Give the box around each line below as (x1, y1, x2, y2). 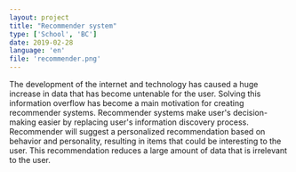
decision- (232, 108, 268, 118)
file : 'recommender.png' (9, 54, 101, 63)
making (9, 117, 37, 127)
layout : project (9, 12, 69, 22)
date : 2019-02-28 (9, 37, 74, 47)
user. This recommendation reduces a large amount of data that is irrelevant (9, 145, 287, 156)
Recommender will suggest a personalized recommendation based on (9, 127, 266, 136)
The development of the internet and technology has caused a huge (9, 79, 259, 89)
